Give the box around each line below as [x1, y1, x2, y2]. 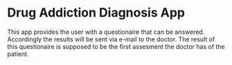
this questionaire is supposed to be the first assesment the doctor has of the [7, 42, 225, 50]
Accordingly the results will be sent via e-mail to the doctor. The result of [7, 35, 215, 43]
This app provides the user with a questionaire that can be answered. [7, 28, 205, 36]
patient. [7, 50, 29, 58]
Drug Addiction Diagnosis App [7, 5, 186, 21]
